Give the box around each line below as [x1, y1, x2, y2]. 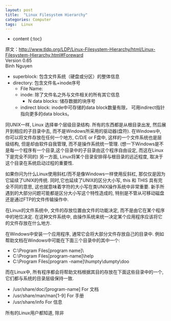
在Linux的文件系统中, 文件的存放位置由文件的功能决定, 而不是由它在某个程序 [5, 208, 165, 214]
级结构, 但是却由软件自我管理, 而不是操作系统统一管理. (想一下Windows [5, 141, 155, 147]
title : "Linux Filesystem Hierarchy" [5, 12, 88, 17]
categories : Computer [5, 17, 52, 22]
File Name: [20, 85, 43, 92]
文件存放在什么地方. [9, 220, 52, 226]
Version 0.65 [5, 57, 32, 64]
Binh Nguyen [5, 63, 33, 69]
